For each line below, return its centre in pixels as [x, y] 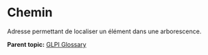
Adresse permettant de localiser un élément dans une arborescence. [104, 31]
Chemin [30, 13]
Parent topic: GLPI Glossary [47, 44]
